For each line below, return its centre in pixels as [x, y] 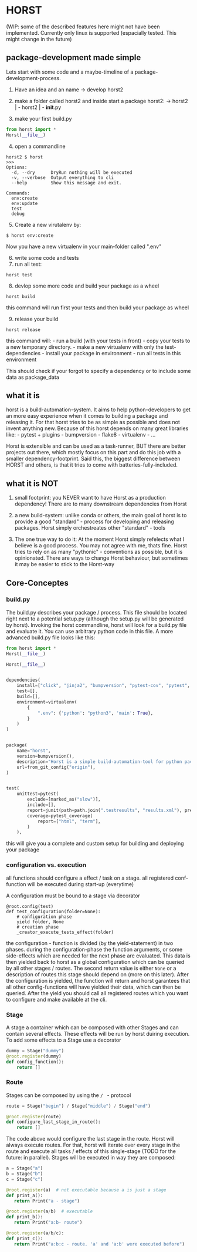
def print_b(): [25, 1217]
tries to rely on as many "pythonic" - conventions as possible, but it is [98, 552]
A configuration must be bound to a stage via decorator [73, 896]
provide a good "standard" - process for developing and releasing [94, 521]
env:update [25, 203]
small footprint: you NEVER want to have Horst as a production [90, 498]
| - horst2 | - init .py [38, 107]
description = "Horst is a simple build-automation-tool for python [99, 762]
